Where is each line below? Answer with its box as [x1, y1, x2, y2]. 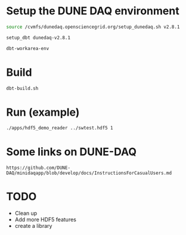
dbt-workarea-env [6, 45, 49, 51]
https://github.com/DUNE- [6, 165, 70, 171]
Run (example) [6, 106, 80, 119]
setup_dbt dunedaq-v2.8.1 [6, 35, 70, 41]
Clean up [14, 210, 38, 217]
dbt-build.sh [6, 85, 39, 91]
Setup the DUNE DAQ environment [6, 4, 180, 18]
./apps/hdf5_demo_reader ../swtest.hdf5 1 [6, 125, 113, 131]
